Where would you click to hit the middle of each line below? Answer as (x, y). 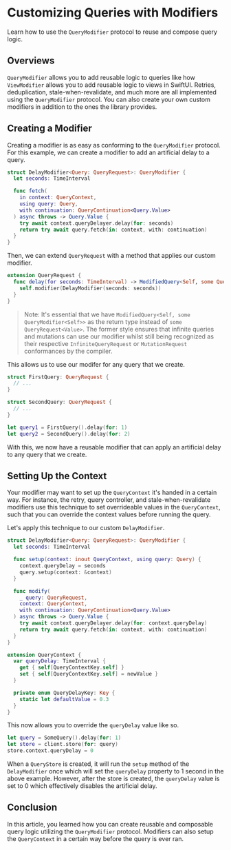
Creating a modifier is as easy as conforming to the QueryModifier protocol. (114, 145)
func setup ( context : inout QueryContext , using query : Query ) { (107, 560)
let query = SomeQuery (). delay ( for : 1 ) (64, 738)
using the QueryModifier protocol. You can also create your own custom (109, 99)
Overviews (31, 61)
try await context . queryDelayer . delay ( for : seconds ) (97, 223)
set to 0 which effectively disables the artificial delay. (82, 786)
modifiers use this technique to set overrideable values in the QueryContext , (114, 507)
